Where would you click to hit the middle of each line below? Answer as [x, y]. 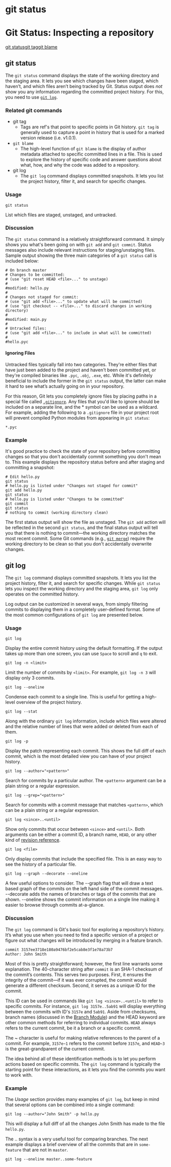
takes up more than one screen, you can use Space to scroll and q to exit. [81, 654]
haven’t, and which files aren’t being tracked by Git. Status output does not [84, 86]
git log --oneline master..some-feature [49, 1159]
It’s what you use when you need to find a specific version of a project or [82, 935]
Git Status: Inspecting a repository [80, 33]
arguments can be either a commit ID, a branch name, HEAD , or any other [81, 834]
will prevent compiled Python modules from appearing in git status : [77, 418]
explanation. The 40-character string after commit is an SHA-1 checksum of [84, 969]
